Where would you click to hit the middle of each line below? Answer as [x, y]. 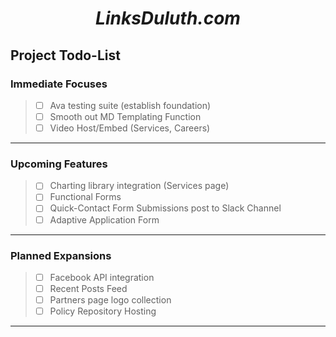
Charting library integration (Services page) [139, 186]
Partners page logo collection [110, 300]
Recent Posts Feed [88, 288]
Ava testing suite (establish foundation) [130, 105]
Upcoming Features [59, 164]
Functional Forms [85, 197]
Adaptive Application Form [104, 219]
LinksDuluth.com [168, 18]
